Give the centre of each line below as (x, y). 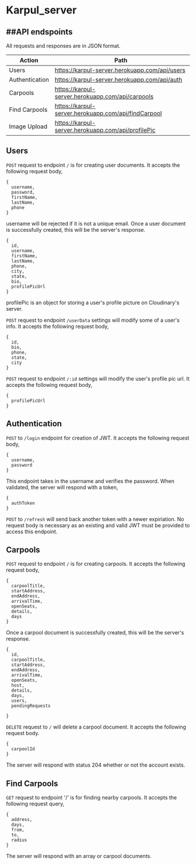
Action (29, 60)
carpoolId (23, 749)
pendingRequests (31, 706)
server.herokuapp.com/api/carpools (104, 96)
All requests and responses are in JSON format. (63, 46)
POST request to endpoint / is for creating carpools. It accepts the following (96, 564)
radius (19, 840)
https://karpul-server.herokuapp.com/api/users (120, 70)
